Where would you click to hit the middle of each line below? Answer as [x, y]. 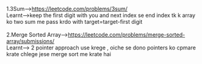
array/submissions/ [31, 41]
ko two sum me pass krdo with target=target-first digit [74, 22]
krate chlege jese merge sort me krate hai [59, 54]
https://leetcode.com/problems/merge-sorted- [127, 35]
